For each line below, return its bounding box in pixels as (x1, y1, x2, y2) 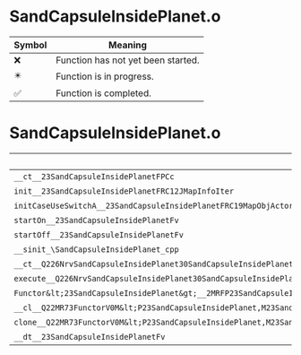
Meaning (108, 39, 148, 51)
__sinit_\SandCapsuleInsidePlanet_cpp (13, 244, 179, 255)
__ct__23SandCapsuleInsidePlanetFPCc (13, 171, 175, 181)
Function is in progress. (55, 70, 154, 82)
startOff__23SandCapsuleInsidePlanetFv (13, 229, 184, 239)
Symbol (13, 39, 47, 51)
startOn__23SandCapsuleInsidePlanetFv (13, 215, 179, 225)
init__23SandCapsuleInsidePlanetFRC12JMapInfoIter (13, 186, 235, 196)
